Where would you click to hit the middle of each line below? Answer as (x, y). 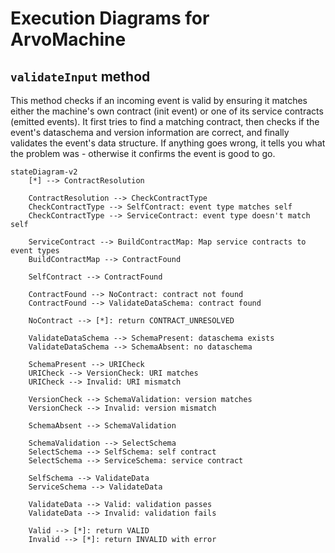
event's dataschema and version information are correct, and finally (150, 132)
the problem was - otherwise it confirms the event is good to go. (143, 153)
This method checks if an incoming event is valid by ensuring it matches (159, 100)
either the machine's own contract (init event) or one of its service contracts (167, 111)
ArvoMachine (68, 39)
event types (35, 251)
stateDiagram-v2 (44, 172)
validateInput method (80, 76)
